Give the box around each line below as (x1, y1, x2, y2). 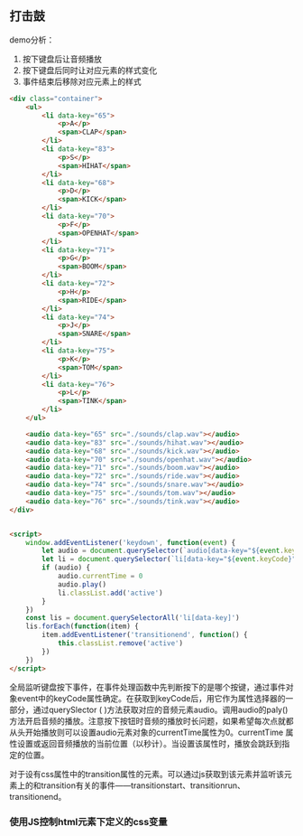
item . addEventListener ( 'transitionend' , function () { (41, 631, 248, 640)
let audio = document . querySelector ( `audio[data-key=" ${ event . (41, 546, 284, 556)
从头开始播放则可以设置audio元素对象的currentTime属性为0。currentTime (9, 727, 284, 737)
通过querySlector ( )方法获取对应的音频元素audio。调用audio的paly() (32, 704, 289, 715)
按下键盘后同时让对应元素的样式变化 (22, 64, 158, 75)
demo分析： (9, 34, 55, 45)
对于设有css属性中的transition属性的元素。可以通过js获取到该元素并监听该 (9, 768, 284, 779)
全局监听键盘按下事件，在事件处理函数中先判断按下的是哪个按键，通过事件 (9, 681, 286, 692)
